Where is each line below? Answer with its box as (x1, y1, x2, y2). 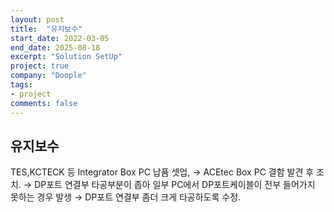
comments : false (10, 98, 78, 108)
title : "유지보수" (10, 24, 83, 34)
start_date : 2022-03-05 (10, 33, 110, 43)
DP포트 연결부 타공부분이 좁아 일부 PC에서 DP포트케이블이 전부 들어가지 (34, 179, 316, 191)
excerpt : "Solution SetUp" (10, 52, 123, 62)
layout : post (10, 14, 65, 25)
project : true (10, 61, 70, 71)
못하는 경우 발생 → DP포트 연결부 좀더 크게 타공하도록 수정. (10, 191, 242, 203)
